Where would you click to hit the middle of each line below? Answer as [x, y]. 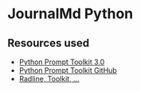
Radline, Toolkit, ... [49, 79]
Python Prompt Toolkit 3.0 [62, 62]
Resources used [48, 43]
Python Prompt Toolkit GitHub [68, 70]
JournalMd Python [70, 14]
